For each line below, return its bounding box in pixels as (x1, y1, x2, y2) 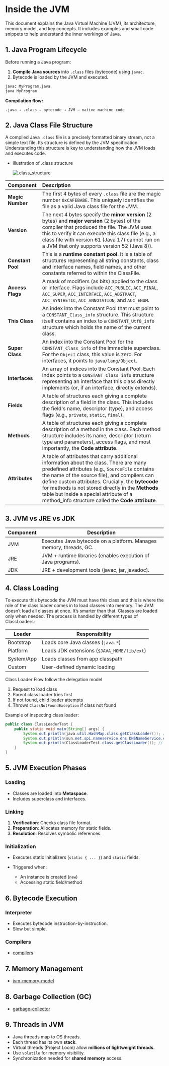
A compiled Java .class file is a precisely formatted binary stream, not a (5, 135, 155, 141)
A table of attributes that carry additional (42, 453, 138, 460)
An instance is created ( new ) (20, 874, 78, 880)
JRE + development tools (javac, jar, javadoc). (41, 567, 150, 574)
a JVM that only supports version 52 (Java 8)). (42, 243, 153, 250)
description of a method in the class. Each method (42, 426, 161, 433)
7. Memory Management (5, 964, 83, 973)
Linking (5, 808, 24, 815)
